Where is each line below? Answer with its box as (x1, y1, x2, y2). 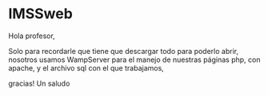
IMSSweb (8, 5, 74, 23)
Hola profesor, (8, 31, 56, 40)
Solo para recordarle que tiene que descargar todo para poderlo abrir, (8, 46, 238, 56)
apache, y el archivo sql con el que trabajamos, (8, 63, 164, 72)
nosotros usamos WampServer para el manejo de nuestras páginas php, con (8, 55, 261, 64)
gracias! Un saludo (8, 79, 70, 88)
